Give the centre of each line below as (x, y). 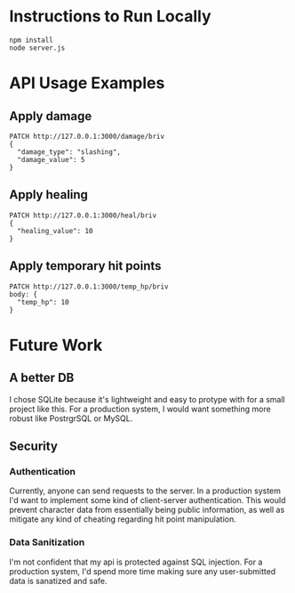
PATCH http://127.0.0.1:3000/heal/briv (83, 215)
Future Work (56, 345)
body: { (24, 294)
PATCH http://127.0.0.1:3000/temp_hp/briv (89, 287)
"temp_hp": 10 (43, 302)
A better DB (42, 378)
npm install (31, 40)
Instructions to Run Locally (110, 16)
